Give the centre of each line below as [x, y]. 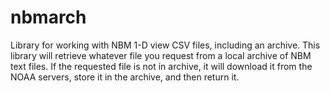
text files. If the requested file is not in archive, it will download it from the [161, 66]
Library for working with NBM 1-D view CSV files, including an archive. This [165, 45]
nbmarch [48, 17]
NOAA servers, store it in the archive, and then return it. [125, 77]
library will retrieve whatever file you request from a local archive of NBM [161, 55]
